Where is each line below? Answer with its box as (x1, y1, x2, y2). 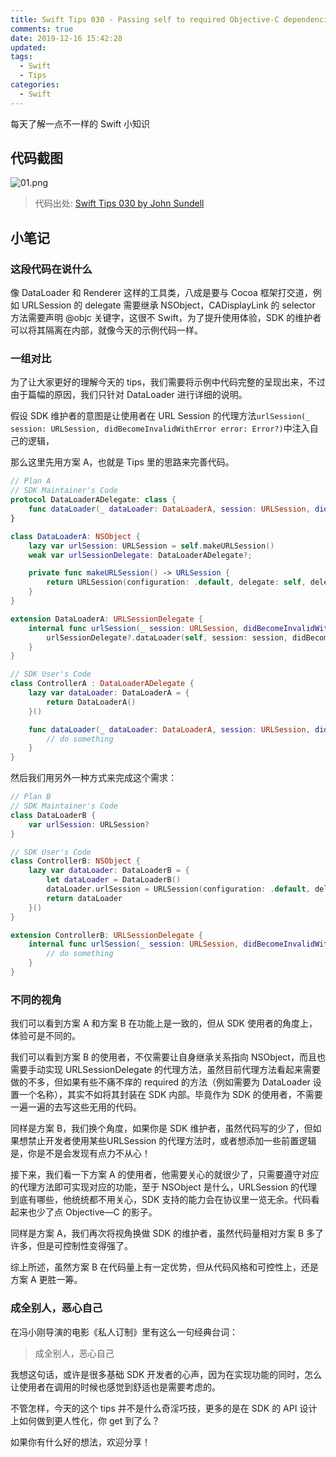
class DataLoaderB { (10, 810, 97, 820)
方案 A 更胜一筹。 (10, 1274, 83, 1286)
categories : (10, 80, 60, 90)
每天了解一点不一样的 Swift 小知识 (10, 117, 150, 130)
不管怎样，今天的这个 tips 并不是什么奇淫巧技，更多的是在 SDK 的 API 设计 (10, 1402, 318, 1414)
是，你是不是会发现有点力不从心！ (10, 1147, 151, 1160)
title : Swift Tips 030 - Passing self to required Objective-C (10, 14, 280, 25)
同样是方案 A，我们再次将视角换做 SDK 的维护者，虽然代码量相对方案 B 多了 (10, 1227, 324, 1240)
